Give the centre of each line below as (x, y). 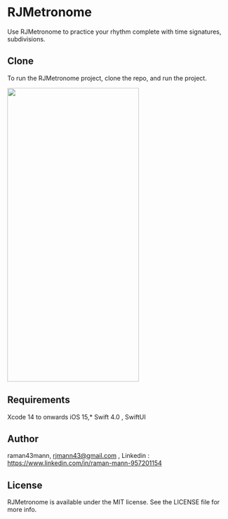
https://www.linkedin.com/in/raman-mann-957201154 (85, 463)
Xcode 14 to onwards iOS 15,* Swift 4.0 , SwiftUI (76, 417)
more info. (22, 510)
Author (23, 439)
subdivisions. (26, 39)
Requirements (39, 400)
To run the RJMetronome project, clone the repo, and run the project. (107, 78)
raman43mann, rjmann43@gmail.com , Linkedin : (79, 456)
